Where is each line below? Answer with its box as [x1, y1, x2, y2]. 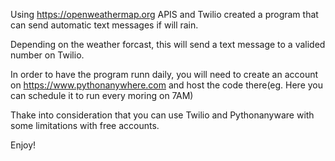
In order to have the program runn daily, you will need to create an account [10, 69, 319, 80]
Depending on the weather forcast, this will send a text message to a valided [10, 39, 326, 50]
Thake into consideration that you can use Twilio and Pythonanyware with [10, 109, 315, 121]
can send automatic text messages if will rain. [10, 19, 199, 31]
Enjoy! [10, 139, 37, 151]
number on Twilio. [10, 49, 85, 61]
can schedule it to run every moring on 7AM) [10, 90, 194, 101]
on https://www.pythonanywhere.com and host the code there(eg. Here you [10, 79, 324, 91]
